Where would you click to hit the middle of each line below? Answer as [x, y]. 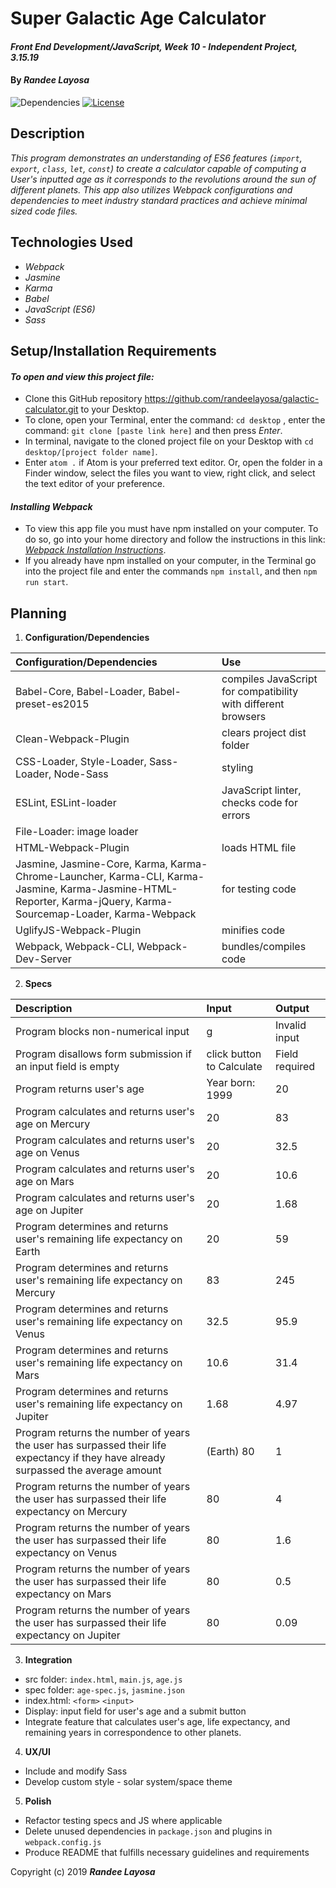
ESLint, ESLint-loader [66, 803]
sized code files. [44, 211]
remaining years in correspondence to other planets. [133, 1733]
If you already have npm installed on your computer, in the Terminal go [170, 561]
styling [237, 768]
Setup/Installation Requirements [113, 351]
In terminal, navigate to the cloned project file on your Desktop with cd [169, 441]
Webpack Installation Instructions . [95, 550]
